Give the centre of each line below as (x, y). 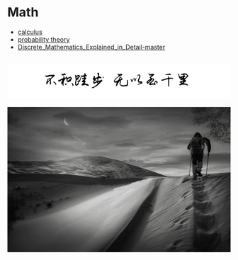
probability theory (44, 39)
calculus (30, 32)
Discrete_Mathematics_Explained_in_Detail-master (91, 47)
